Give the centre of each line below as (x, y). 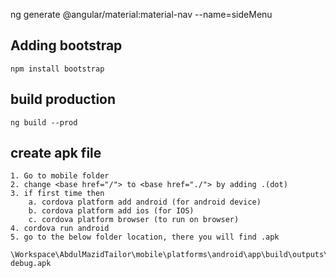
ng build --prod (44, 122)
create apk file (56, 153)
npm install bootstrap (57, 69)
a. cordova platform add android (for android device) (145, 202)
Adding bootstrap (66, 45)
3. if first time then (57, 194)
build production (63, 99)
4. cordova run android (60, 229)
